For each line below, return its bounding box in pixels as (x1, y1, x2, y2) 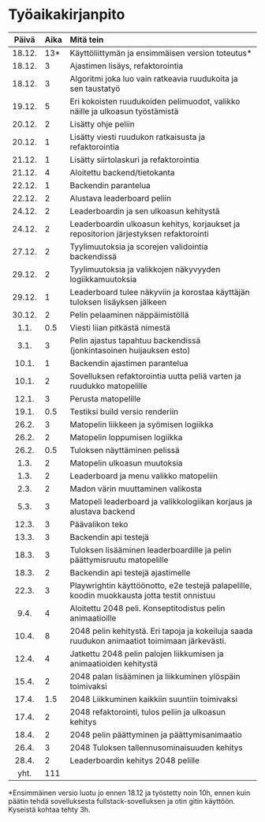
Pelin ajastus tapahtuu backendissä (69, 334, 201, 345)
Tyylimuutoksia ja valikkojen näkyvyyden (69, 263, 221, 274)
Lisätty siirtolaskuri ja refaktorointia (69, 154, 200, 165)
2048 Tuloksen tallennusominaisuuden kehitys (69, 741, 243, 752)
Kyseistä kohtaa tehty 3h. (8, 805, 91, 814)
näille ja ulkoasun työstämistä (69, 105, 179, 116)
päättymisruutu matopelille (69, 554, 169, 565)
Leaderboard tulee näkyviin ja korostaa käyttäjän (69, 286, 250, 297)
